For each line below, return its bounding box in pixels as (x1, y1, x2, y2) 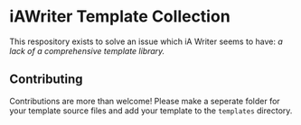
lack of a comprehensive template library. (9, 45, 165, 56)
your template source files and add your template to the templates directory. (9, 105, 293, 116)
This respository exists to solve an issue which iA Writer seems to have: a (9, 36, 283, 47)
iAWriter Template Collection (9, 6, 230, 27)
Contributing (9, 72, 83, 87)
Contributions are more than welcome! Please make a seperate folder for (9, 95, 280, 106)
